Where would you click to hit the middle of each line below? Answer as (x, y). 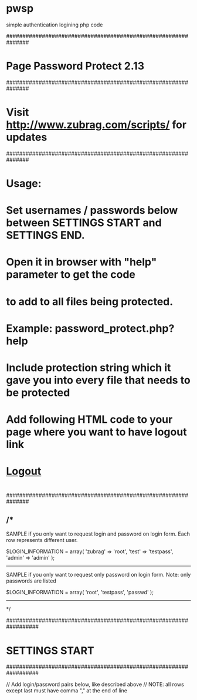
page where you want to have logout (96, 432)
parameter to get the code (71, 275)
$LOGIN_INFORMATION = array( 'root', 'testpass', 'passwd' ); (80, 593)
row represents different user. (42, 540)
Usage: (24, 183)
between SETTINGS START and (84, 223)
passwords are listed (31, 581)
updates (27, 137)
